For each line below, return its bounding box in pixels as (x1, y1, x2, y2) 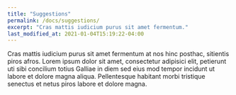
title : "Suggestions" (7, 10, 72, 18)
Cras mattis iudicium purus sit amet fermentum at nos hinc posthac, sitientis (7, 50, 230, 58)
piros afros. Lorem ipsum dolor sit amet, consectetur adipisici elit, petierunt (7, 57, 227, 66)
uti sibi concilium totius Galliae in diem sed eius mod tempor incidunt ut (7, 65, 215, 73)
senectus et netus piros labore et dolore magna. (7, 79, 147, 89)
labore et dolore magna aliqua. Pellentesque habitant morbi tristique (7, 72, 206, 81)
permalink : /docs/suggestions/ (7, 17, 100, 24)
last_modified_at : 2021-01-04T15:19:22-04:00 (7, 30, 144, 38)
